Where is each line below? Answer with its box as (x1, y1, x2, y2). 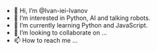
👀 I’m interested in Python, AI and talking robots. (13, 14, 151, 22)
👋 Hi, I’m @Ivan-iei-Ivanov (13, 7, 88, 14)
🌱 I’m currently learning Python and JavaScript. (13, 21, 148, 29)
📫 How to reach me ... (13, 37, 78, 44)
